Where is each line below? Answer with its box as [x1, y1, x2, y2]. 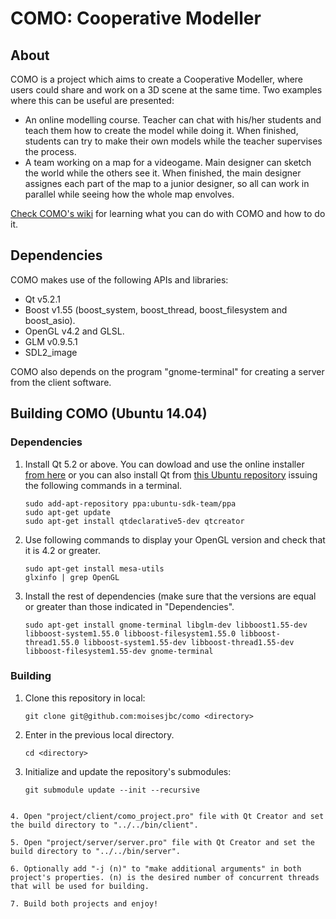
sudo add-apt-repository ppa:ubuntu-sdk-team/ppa [24, 498, 237, 509]
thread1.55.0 [24, 637, 80, 647]
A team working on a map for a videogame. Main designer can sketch [24, 157, 312, 168]
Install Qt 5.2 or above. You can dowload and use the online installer [24, 458, 305, 470]
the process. [24, 146, 77, 157]
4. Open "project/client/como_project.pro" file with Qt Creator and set [10, 811, 325, 821]
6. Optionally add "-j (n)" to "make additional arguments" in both [10, 863, 302, 874]
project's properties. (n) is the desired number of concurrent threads [10, 872, 320, 882]
